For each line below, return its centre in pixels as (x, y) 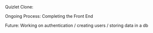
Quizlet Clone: (19, 7)
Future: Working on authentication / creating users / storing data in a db (77, 25)
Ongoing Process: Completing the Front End (49, 16)
